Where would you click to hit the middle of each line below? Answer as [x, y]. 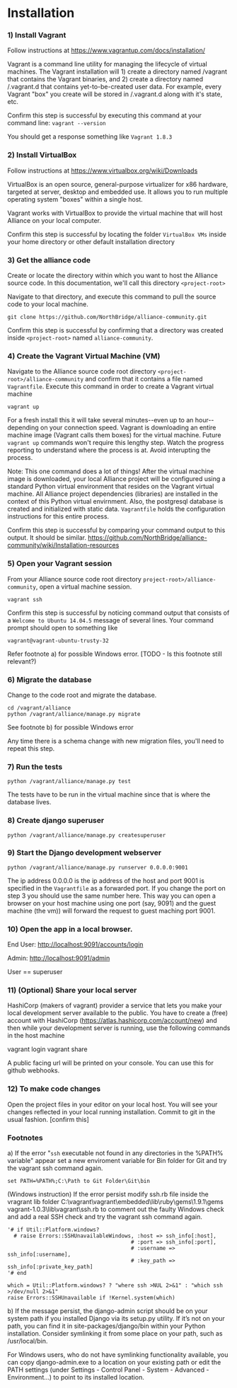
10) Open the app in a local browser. [70, 929]
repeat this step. [31, 748]
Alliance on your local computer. [54, 220]
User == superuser [35, 972]
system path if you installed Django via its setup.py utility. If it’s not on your [116, 1319]
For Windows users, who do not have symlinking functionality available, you [118, 1355]
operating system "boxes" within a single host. [75, 199]
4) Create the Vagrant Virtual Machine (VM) [84, 356]
